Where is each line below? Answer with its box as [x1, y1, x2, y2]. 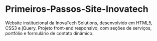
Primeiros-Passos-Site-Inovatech [5, 3, 149, 15]
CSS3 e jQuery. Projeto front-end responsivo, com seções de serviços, [5, 25, 152, 31]
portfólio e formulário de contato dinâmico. [5, 30, 94, 36]
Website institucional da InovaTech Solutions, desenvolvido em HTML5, [5, 20, 153, 26]
